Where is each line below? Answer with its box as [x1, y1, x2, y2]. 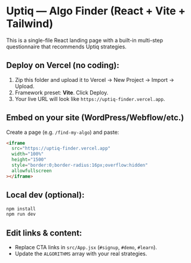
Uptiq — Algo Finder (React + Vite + [6, 4, 186, 18]
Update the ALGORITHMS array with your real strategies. [14, 250, 147, 258]
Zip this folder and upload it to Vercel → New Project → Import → [14, 76, 174, 83]
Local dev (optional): [6, 190, 85, 200]
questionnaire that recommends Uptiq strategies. [6, 43, 127, 50]
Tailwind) [6, 17, 54, 30]
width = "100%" [11, 151, 44, 157]
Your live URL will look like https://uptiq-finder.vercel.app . [14, 95, 165, 102]
